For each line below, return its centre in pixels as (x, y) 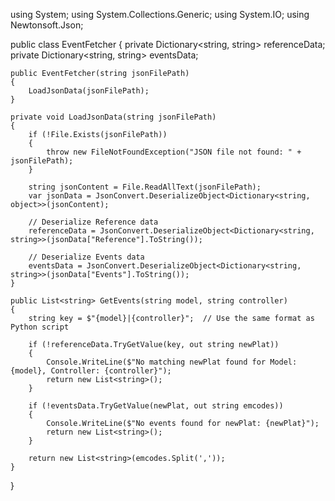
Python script (40, 327)
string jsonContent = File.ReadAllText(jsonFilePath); (145, 187)
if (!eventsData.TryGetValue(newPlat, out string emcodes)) (156, 406)
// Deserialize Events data (86, 257)
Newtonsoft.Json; (47, 25)
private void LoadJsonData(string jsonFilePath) (113, 117)
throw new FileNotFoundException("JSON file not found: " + (174, 152)
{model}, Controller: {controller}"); (91, 371)
